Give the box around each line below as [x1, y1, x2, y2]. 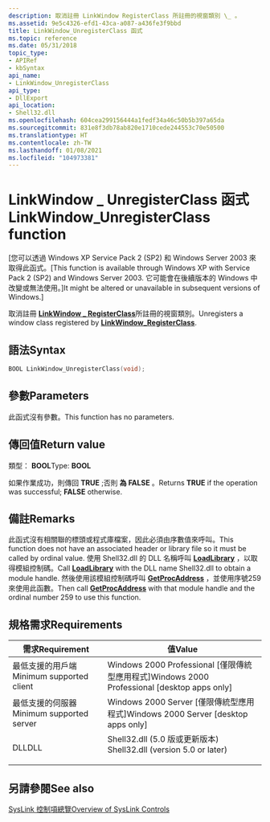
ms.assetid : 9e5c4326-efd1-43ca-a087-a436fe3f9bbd [8, 19, 182, 27]
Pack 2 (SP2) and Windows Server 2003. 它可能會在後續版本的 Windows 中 [8, 273, 259, 283]
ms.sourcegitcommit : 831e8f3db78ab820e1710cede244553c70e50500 [8, 124, 225, 132]
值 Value [167, 644, 198, 655]
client [12, 681, 34, 692]
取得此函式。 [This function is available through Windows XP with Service [8, 263, 251, 273]
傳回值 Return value [8, 438, 106, 452]
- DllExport [8, 94, 48, 102]
